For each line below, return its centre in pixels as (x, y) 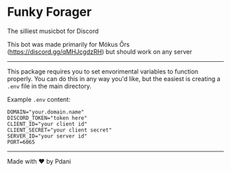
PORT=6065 (21, 142)
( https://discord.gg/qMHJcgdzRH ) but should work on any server (100, 52)
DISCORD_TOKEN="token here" (47, 118)
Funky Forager (49, 12)
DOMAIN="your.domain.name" (46, 112)
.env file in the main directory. (49, 86)
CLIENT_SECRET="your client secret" (59, 130)
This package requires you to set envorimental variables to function (103, 71)
